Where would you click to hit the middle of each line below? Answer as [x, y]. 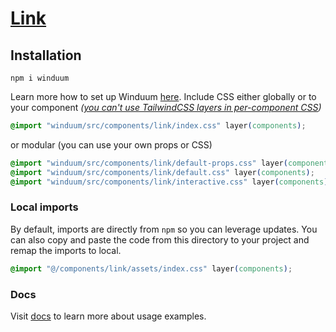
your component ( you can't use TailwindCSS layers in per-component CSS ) [166, 107]
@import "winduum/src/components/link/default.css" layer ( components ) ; [162, 172]
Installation [46, 55]
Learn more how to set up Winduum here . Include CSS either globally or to [163, 96]
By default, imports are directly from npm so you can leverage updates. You [164, 229]
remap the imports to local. [66, 250]
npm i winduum [40, 78]
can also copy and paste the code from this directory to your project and [160, 239]
